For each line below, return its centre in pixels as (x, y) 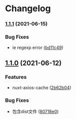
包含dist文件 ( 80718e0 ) (35, 112)
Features (16, 77)
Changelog (28, 9)
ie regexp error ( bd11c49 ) (38, 48)
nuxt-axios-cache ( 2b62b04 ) (42, 88)
